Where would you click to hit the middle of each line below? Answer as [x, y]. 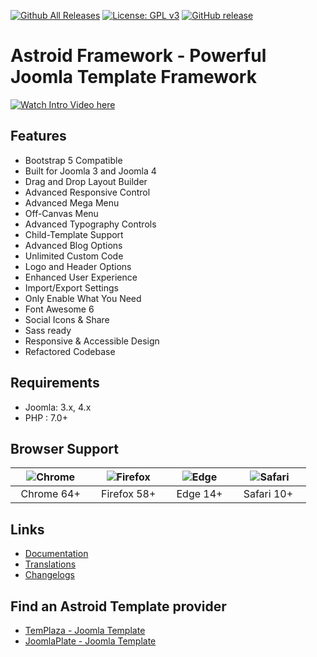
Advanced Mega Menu [72, 202]
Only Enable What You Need [83, 298]
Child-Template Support [74, 234]
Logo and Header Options [78, 266]
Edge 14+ [199, 494]
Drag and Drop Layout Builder [86, 181]
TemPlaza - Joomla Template [85, 630]
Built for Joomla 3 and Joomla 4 [90, 171]
